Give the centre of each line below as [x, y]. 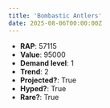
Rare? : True [39, 97]
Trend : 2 [35, 71]
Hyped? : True [43, 88]
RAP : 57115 [39, 46]
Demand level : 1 [47, 63]
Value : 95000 [43, 54]
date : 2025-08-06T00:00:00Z [55, 23]
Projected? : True [48, 80]
